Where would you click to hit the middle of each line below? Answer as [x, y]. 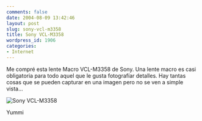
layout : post [23, 23]
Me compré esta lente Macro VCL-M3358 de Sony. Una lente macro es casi [101, 69]
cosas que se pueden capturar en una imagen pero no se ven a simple [95, 82]
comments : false [27, 12]
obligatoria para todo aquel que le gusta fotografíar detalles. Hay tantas [96, 75]
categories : [21, 46]
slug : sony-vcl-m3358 [34, 29]
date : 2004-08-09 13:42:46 [41, 18]
